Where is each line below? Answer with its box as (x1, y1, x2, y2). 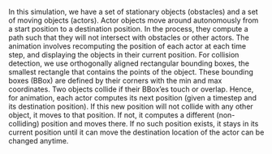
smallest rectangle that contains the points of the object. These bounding (8, 67, 254, 76)
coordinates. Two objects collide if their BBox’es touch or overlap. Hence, (8, 84, 254, 94)
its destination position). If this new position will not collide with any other (8, 101, 253, 111)
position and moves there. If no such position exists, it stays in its (41, 119, 259, 128)
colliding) (8, 119, 40, 128)
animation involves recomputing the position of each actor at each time (8, 41, 246, 51)
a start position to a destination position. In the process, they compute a (8, 24, 249, 33)
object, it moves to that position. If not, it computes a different (8, 110, 215, 120)
